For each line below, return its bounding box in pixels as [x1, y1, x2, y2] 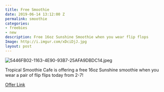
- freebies [5, 26, 28, 31]
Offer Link [5, 82, 26, 88]
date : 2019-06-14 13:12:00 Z [5, 12, 65, 17]
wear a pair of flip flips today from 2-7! [5, 72, 84, 78]
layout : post [5, 44, 32, 49]
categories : [5, 21, 30, 26]
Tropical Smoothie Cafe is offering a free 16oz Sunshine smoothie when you [5, 67, 159, 73]
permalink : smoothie [5, 16, 48, 21]
